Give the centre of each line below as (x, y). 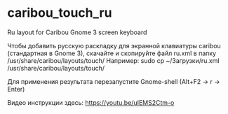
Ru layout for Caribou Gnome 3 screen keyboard (77, 32)
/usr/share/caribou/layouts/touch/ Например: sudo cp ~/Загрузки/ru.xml (113, 60)
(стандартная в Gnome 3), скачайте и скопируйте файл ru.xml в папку (112, 53)
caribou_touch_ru (60, 13)
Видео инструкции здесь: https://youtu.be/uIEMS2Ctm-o (91, 102)
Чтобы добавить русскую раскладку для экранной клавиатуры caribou (114, 45)
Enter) (16, 89)
